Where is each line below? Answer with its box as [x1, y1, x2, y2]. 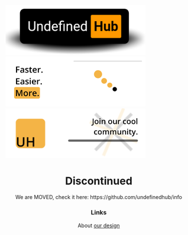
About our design [77, 221, 120, 229]
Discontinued [65, 174, 132, 188]
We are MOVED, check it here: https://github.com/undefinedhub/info [15, 194, 183, 201]
